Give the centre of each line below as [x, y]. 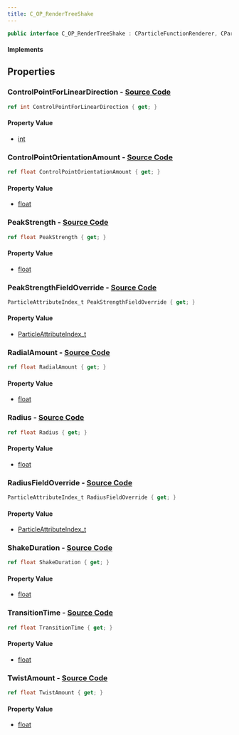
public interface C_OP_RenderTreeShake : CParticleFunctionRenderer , [113, 33]
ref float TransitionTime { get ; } [60, 628]
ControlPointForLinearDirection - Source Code [89, 92]
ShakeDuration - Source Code [60, 548]
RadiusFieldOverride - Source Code [70, 482]
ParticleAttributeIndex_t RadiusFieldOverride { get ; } [92, 498]
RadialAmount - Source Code [59, 352]
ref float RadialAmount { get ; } [57, 367]
